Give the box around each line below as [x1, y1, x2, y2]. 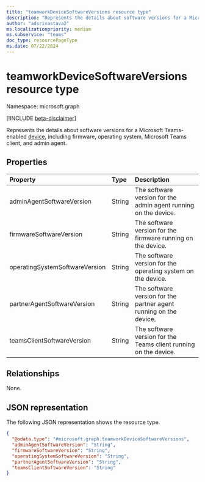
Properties [6, 157, 48, 168]
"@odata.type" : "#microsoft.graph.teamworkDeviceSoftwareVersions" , [12, 436, 190, 442]
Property [9, 175, 36, 184]
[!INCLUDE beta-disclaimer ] [6, 114, 76, 122]
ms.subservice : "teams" [6, 32, 67, 38]
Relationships [6, 368, 60, 379]
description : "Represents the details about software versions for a [6, 15, 187, 21]
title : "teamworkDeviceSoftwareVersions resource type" [6, 9, 151, 15]
